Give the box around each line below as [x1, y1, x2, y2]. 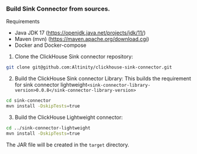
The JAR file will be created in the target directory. [6, 141, 129, 148]
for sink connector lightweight [14, 81, 88, 88]
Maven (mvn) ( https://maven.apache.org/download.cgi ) [14, 36, 149, 43]
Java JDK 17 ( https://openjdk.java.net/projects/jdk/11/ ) [14, 29, 146, 36]
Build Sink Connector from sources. [6, 5, 111, 13]
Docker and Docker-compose [14, 42, 87, 49]
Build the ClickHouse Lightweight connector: [14, 114, 123, 121]
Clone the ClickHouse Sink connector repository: [14, 53, 133, 60]
